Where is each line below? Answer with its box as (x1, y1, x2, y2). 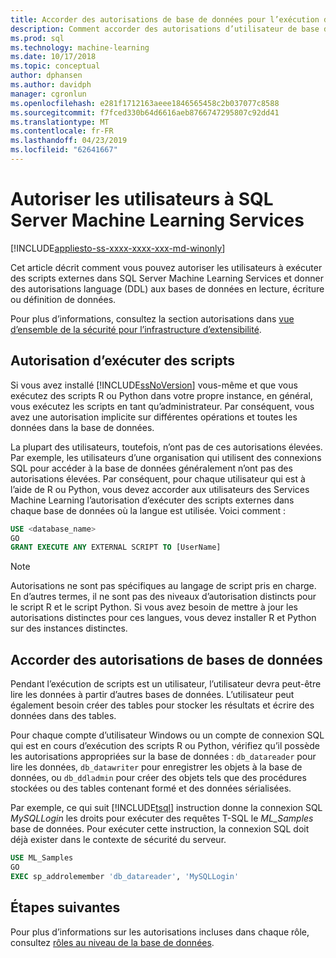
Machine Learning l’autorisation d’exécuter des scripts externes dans (10, 494, 295, 506)
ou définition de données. (10, 293, 117, 305)
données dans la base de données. (10, 421, 155, 433)
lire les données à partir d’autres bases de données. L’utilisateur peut (10, 689, 295, 701)
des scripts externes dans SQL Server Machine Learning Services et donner (10, 272, 324, 284)
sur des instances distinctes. (10, 622, 128, 635)
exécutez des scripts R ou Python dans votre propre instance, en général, (10, 389, 313, 401)
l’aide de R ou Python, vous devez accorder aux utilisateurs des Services (10, 483, 310, 495)
